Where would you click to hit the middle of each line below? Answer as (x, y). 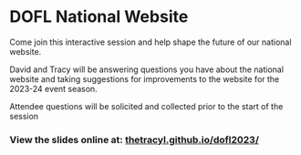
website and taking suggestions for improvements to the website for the (145, 78)
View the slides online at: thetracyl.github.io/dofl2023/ (135, 139)
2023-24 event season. (53, 88)
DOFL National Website (99, 17)
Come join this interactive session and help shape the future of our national (150, 42)
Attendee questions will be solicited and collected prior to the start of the (146, 106)
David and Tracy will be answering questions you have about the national (147, 69)
